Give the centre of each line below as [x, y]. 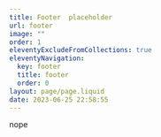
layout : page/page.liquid [57, 91]
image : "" [27, 34]
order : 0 [33, 83]
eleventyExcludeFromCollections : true [80, 50]
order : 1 [25, 42]
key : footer [39, 67]
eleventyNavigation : [47, 58]
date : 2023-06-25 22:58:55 [59, 99]
